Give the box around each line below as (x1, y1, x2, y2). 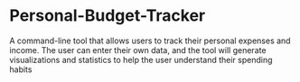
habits (9, 64, 33, 75)
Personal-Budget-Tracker (9, 5, 206, 26)
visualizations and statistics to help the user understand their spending (9, 54, 273, 65)
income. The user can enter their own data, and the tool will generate (9, 44, 267, 55)
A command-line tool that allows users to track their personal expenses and (9, 35, 291, 46)
